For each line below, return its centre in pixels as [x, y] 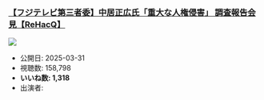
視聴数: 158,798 [46, 68]
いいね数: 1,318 [45, 78]
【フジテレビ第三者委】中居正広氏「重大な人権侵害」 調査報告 [128, 12]
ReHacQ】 [45, 24]
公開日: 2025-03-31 [52, 58]
